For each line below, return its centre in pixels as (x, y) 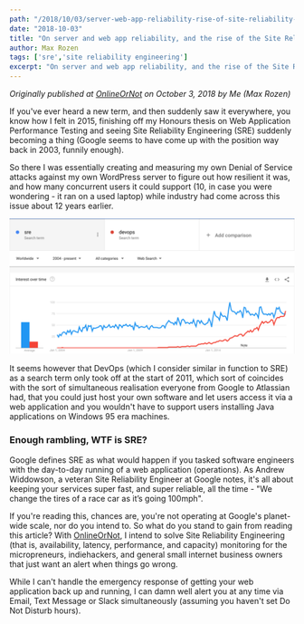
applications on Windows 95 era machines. (90, 417)
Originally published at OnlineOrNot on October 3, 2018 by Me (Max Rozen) (150, 94)
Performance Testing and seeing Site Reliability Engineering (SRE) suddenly (151, 130)
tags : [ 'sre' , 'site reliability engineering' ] (99, 58)
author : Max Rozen (44, 48)
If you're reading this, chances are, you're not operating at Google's (136, 515)
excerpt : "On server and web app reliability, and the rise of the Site (149, 67)
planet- (277, 515)
